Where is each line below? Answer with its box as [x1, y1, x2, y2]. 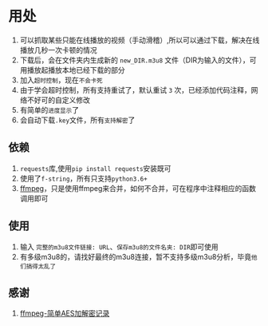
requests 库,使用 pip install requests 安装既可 [19, 163, 171, 173]
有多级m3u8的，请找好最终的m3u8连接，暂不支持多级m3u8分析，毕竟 [19, 252, 252, 261]
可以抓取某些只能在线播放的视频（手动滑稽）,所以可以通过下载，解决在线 [19, 35, 260, 45]
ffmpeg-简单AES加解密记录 [19, 308, 110, 318]
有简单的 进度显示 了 [19, 105, 80, 114]
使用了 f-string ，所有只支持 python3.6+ [19, 173, 148, 183]
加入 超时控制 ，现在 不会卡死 [19, 75, 103, 85]
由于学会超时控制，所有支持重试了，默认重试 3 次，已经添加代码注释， [19, 85, 251, 94]
